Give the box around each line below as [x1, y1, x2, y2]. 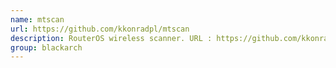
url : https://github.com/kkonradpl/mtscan [10, 24, 190, 34]
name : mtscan [10, 14, 65, 25]
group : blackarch [10, 42, 83, 53]
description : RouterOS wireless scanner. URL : [10, 33, 213, 43]
